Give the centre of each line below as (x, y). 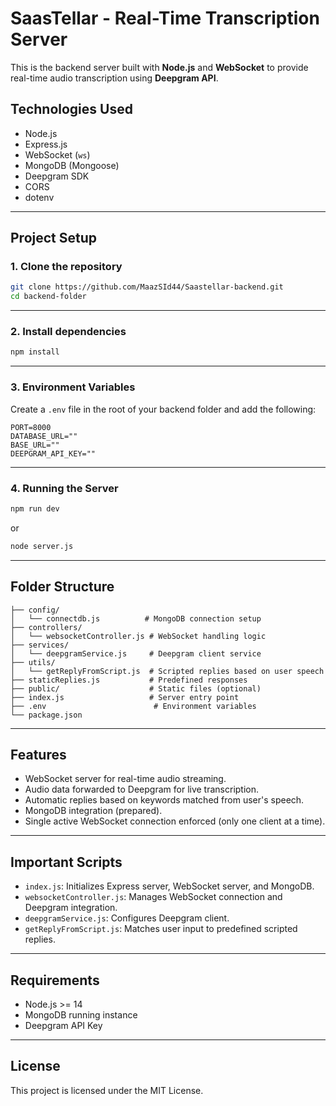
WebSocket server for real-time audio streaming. (125, 779)
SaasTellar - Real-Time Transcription (165, 18)
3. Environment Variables (73, 387)
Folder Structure (62, 587)
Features (38, 754)
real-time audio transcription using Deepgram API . (114, 78)
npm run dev (35, 508)
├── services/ (40, 645)
